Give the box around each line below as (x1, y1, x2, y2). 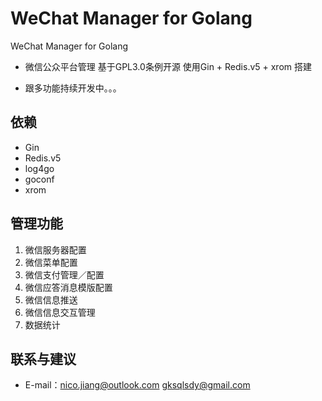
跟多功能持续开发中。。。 (24, 82, 122, 94)
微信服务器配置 (24, 243, 87, 256)
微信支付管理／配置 (24, 268, 105, 281)
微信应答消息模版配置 (24, 281, 113, 293)
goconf (24, 173, 55, 185)
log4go (24, 162, 55, 174)
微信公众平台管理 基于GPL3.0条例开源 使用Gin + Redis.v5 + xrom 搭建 (24, 60, 313, 72)
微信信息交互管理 (24, 306, 96, 318)
